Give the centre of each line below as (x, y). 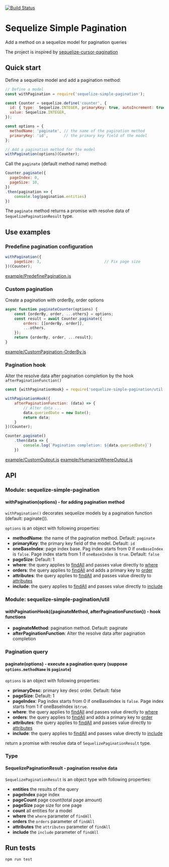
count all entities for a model (42, 810)
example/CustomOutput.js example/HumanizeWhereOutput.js (69, 460)
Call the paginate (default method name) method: (56, 164)
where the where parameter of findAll (52, 816)
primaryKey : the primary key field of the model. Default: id (73, 543)
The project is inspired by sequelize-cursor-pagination (62, 52)
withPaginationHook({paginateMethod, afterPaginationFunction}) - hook (83, 611)
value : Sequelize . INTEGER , (38, 113)
